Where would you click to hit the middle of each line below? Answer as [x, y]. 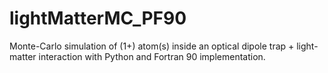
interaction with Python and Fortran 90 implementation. [152, 56]
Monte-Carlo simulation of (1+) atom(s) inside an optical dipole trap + [152, 46]
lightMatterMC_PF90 [98, 18]
